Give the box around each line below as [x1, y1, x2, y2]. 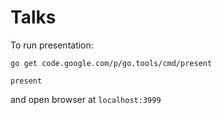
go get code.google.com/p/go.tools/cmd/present [10, 58, 213, 68]
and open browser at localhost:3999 [10, 93, 162, 105]
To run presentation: [10, 39, 94, 51]
